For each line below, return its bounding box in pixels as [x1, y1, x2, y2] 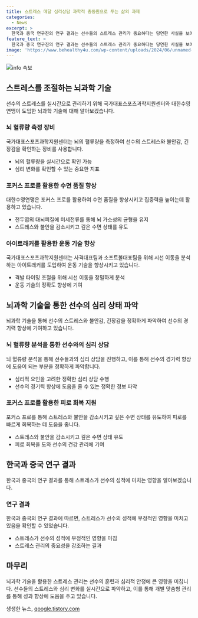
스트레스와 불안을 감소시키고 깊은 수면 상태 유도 [14, 433, 124, 440]
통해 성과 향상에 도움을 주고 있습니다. [12, 592, 97, 600]
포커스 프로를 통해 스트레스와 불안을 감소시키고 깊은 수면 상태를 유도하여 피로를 [6, 413, 187, 420]
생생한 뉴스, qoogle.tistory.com [6, 605, 80, 612]
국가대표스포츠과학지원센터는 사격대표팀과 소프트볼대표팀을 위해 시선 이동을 [6, 254, 180, 261]
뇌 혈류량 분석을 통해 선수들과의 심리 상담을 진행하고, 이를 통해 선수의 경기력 [6, 355, 181, 362]
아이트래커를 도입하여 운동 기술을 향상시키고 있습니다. [16, 261, 140, 269]
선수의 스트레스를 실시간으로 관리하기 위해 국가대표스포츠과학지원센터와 [6, 100, 170, 107]
